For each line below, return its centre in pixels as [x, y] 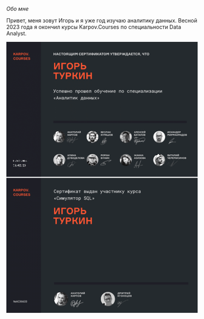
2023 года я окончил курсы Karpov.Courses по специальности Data [94, 27]
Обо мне [18, 9]
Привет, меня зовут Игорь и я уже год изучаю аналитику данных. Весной [102, 20]
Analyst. [17, 33]
